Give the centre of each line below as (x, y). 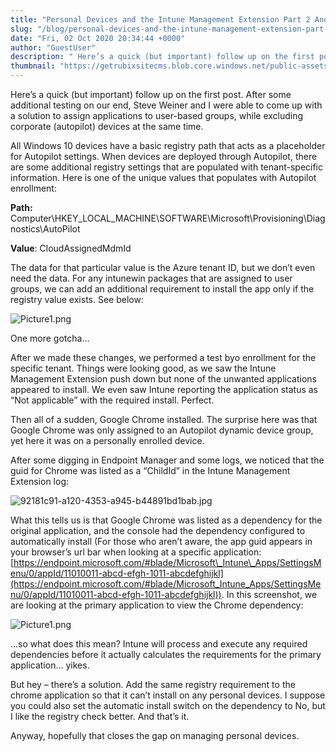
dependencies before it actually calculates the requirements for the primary (166, 654)
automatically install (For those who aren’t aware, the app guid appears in (161, 541)
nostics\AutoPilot (45, 229)
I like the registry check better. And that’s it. (100, 716)
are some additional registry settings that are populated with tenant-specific (167, 167)
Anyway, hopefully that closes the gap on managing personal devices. (155, 735)
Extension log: (39, 481)
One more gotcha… (50, 338)
